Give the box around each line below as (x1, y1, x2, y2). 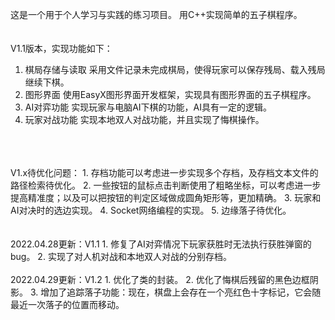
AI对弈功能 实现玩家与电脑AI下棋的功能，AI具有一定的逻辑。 (24, 101, 272, 113)
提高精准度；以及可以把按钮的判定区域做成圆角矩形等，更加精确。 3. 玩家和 (10, 192, 322, 203)
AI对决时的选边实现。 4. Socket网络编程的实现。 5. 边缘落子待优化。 (10, 204, 292, 216)
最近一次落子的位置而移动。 (10, 299, 125, 310)
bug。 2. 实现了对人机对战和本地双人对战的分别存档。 (10, 251, 232, 262)
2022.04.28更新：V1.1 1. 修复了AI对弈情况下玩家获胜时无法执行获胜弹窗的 (10, 238, 312, 250)
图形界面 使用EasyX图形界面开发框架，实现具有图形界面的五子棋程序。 (24, 89, 317, 100)
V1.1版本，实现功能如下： (10, 43, 113, 54)
